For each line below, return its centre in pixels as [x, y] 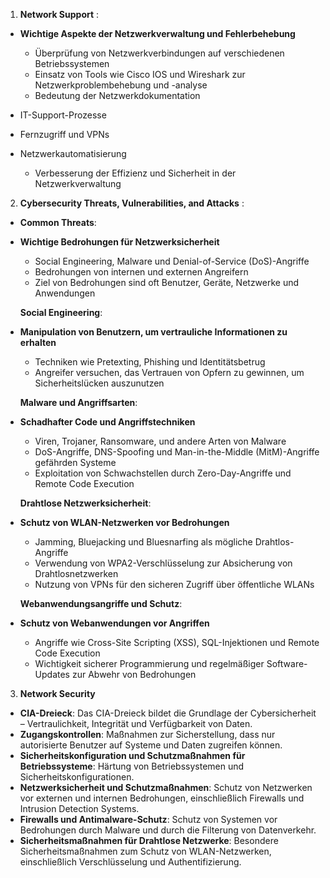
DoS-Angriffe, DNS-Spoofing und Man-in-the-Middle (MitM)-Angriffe [177, 452]
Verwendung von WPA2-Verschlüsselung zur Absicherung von [163, 563]
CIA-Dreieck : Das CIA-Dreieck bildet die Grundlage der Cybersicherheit [168, 713]
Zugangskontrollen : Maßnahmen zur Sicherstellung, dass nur [147, 734]
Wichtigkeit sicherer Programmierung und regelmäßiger [149, 663]
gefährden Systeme [75, 462]
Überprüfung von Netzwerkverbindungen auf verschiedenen [159, 53]
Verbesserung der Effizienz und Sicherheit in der [135, 173]
